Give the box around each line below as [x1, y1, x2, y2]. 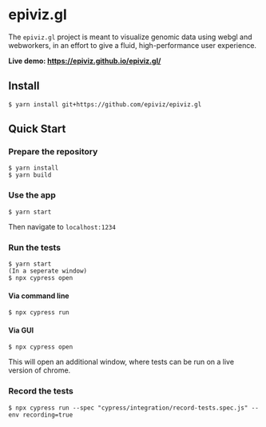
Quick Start [8, 122, 66, 136]
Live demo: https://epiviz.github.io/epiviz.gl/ [8, 56, 161, 66]
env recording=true [8, 410, 73, 419]
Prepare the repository [8, 146, 98, 158]
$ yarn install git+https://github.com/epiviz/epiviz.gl [8, 100, 202, 109]
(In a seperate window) [8, 267, 88, 275]
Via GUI [8, 325, 34, 335]
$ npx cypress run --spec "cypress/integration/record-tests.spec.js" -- [8, 404, 260, 412]
